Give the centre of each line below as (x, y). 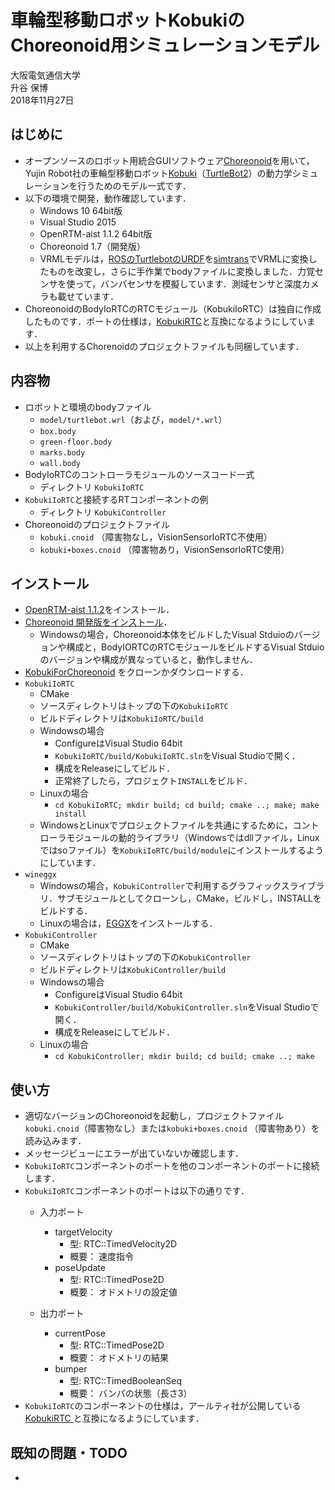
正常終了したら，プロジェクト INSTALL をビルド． (153, 781)
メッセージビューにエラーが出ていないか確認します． (134, 1153)
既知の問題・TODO (69, 1452)
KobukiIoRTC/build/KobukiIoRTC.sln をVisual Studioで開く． (177, 756)
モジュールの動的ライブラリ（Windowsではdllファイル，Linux (193, 838)
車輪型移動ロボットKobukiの (128, 20)
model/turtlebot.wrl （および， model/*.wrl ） (133, 419)
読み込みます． (55, 1141)
